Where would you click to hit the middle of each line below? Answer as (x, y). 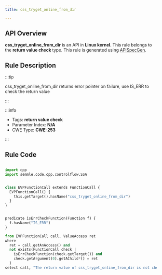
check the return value (27, 92)
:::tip (9, 77)
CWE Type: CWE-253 (34, 130)
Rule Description (31, 65)
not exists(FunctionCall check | (43, 250)
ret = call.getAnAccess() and (40, 245)
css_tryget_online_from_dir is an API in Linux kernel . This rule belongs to (79, 45)
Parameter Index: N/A (34, 125)
